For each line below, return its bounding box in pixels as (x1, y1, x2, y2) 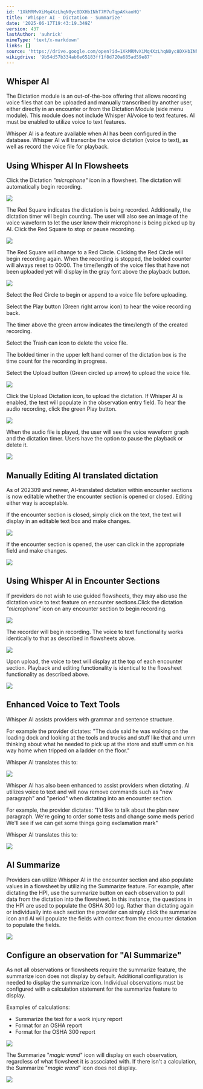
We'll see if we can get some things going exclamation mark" (6, 819, 158, 826)
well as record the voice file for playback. (6, 143, 109, 150)
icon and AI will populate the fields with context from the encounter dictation (6, 914, 197, 922)
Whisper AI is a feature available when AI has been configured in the (6, 130, 177, 137)
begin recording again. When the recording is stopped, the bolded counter (6, 255, 192, 263)
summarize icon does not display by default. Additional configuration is (6, 973, 183, 980)
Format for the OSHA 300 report (14, 1028, 95, 1036)
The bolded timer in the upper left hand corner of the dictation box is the (6, 351, 187, 359)
